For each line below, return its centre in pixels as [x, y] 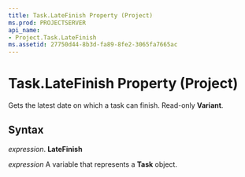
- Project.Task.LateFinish [52, 37]
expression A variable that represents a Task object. [93, 164]
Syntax [26, 130]
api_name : [24, 30]
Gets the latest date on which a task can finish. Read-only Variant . [116, 105]
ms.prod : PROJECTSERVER [47, 23]
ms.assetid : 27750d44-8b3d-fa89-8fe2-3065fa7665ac [93, 45]
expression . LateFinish [45, 149]
